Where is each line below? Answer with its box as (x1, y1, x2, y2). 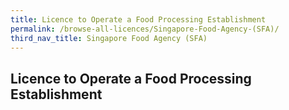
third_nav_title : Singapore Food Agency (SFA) (10, 33, 208, 43)
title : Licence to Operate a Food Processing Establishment (10, 14, 267, 25)
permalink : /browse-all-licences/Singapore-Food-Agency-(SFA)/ (10, 24, 280, 34)
